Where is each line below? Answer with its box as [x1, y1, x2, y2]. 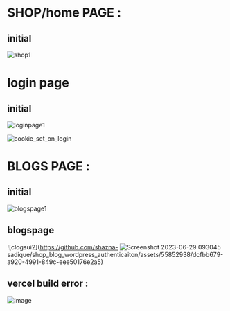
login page [7, 75, 69, 91]
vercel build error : [7, 278, 89, 290]
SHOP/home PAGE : [7, 5, 121, 21]
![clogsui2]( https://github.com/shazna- [7, 242, 118, 251]
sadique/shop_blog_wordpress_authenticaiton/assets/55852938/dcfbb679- [7, 250, 224, 258]
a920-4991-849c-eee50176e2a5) [7, 258, 104, 266]
